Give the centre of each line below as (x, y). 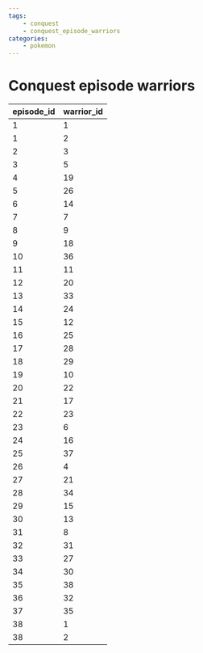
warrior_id (83, 112)
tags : (17, 16)
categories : (28, 38)
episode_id (34, 112)
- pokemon (39, 46)
